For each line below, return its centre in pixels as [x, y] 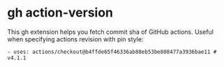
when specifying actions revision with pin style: [75, 39]
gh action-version [60, 13]
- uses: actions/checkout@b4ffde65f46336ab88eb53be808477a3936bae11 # [112, 52]
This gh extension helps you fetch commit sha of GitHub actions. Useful [111, 32]
